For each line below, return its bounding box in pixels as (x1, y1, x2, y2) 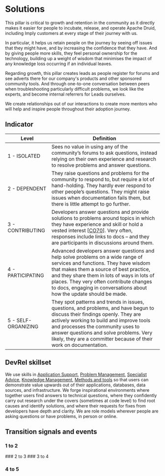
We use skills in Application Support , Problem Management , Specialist (5, 371, 147, 377)
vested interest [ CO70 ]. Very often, (51, 227, 133, 234)
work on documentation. (51, 341, 108, 348)
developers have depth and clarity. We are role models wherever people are (5, 408, 159, 414)
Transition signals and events (5, 427, 97, 436)
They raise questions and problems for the (51, 170, 149, 176)
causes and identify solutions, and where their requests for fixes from (5, 403, 146, 408)
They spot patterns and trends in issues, (51, 298, 144, 305)
